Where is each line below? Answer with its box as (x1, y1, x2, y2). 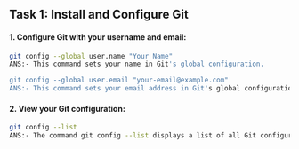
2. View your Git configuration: (9, 103, 126, 114)
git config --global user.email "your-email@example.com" (9, 75, 229, 85)
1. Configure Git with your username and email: (9, 31, 187, 43)
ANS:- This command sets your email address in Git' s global (9, 84, 241, 93)
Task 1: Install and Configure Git (9, 7, 189, 22)
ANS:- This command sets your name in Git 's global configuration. (9, 59, 265, 69)
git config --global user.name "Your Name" (9, 51, 174, 60)
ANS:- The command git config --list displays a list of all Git (9, 131, 256, 140)
